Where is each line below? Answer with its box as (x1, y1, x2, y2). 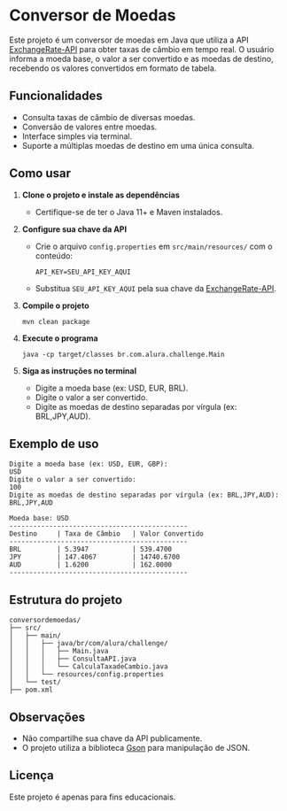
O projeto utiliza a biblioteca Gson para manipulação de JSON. (21, 743, 251, 753)
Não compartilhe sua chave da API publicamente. (21, 733, 203, 744)
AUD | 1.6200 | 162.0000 (9, 560, 173, 569)
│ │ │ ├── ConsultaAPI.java (9, 654, 137, 664)
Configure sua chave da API (21, 223, 127, 235)
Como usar (9, 166, 72, 182)
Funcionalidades (9, 89, 104, 104)
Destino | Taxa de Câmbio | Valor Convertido (9, 529, 204, 538)
